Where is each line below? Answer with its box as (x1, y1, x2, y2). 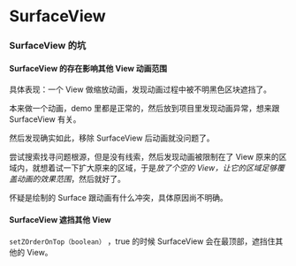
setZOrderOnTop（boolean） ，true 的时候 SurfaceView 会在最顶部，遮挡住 (9, 236, 276, 247)
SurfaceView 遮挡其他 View (9, 214, 112, 224)
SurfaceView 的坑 (9, 40, 87, 52)
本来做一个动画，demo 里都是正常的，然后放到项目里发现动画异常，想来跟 (9, 103, 280, 114)
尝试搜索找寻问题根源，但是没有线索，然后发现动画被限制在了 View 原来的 (9, 152, 280, 163)
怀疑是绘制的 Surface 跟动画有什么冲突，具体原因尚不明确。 (9, 193, 228, 203)
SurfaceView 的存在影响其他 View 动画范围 (9, 63, 168, 73)
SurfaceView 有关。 (9, 114, 81, 125)
